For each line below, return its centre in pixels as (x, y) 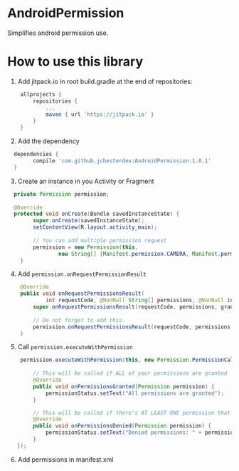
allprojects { (41, 94)
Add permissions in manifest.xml (65, 459)
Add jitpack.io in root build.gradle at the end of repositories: (105, 81)
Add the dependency (48, 141)
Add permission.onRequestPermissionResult (82, 274)
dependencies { (36, 155)
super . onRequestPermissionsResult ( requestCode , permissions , (126, 307)
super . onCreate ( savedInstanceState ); (89, 221)
